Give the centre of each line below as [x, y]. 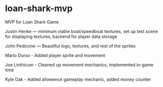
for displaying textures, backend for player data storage [61, 36]
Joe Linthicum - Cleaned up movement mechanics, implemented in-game [79, 65]
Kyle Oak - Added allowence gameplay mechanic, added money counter [78, 79]
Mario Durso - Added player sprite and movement [55, 55]
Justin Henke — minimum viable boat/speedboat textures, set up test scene [81, 31]
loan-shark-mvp [39, 9]
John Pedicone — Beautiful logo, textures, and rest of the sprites [70, 46]
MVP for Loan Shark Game [32, 22]
